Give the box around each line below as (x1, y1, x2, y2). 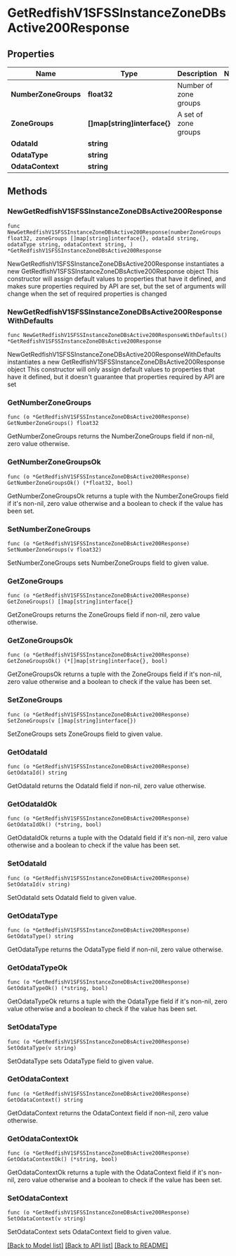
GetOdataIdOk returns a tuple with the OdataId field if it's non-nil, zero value (7, 834, 228, 842)
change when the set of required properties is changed (7, 289, 167, 298)
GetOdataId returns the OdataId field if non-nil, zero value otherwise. (7, 782, 206, 790)
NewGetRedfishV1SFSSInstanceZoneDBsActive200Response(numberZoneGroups (7, 229, 221, 236)
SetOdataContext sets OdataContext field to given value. (7, 1228, 171, 1236)
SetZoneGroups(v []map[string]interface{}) (7, 717, 137, 724)
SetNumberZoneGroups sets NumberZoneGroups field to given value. (7, 558, 209, 567)
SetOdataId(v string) (7, 881, 71, 888)
